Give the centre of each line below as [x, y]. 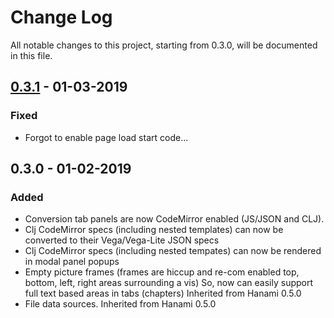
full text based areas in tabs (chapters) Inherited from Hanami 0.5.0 [163, 293]
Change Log [61, 17]
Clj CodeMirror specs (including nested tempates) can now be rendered [173, 251]
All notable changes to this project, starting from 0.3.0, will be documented [164, 45]
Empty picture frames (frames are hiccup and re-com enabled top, [162, 272]
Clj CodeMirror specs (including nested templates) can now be [154, 230]
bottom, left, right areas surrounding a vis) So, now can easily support [169, 283]
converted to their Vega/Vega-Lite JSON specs [122, 240]
